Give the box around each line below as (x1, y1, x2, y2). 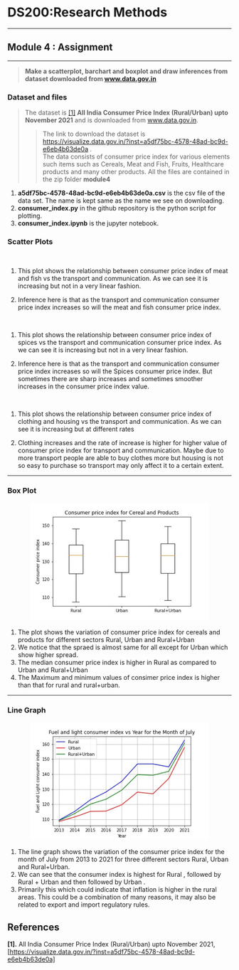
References (7, 921, 60, 933)
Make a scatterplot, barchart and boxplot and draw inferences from (24, 67, 228, 75)
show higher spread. (17, 651, 78, 659)
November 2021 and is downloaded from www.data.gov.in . (24, 116, 199, 124)
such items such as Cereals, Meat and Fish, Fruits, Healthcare (42, 160, 224, 169)
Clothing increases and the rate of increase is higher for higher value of (17, 439, 228, 447)
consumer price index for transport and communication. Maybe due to (17, 446, 224, 455)
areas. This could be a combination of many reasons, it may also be (17, 893, 216, 902)
